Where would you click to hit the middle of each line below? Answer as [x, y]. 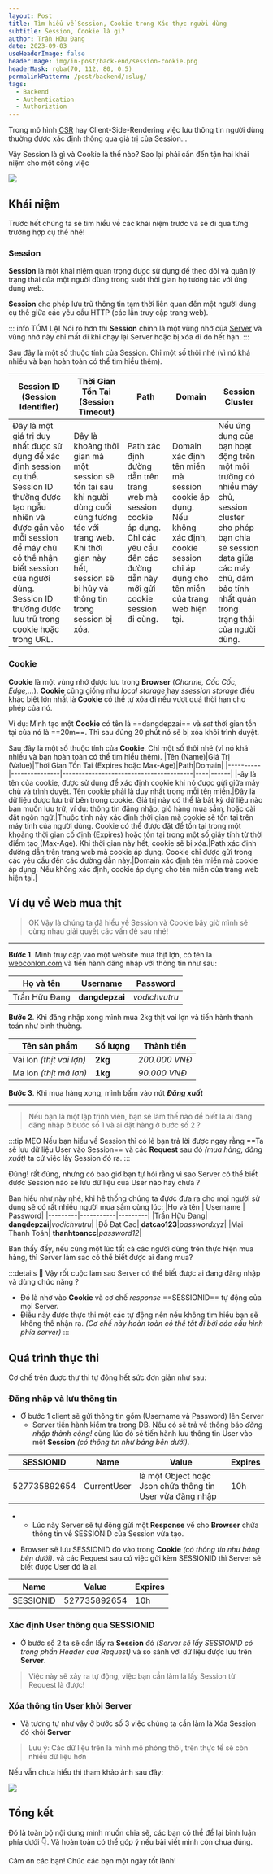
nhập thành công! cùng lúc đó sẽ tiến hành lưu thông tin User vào [143, 1434]
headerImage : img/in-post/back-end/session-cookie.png [103, 62]
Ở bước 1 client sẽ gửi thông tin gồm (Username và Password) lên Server [142, 1416]
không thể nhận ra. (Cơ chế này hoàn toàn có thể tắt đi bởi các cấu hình [141, 1324]
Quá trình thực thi [54, 1357]
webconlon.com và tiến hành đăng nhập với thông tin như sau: [113, 963]
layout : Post [30, 16]
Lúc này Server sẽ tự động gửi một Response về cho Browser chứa [145, 1525]
